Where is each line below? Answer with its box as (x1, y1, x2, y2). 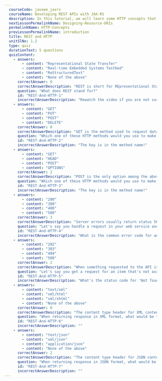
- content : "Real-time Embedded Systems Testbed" (22, 66, 124, 71)
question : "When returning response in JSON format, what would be (17, 360, 157, 364)
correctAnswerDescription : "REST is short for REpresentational (17, 84, 150, 89)
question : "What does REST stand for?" (17, 88, 98, 93)
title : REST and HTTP (9, 35, 53, 39)
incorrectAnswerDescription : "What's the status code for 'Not (17, 278, 148, 283)
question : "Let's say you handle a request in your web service (17, 224, 150, 229)
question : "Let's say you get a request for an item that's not (17, 269, 150, 274)
